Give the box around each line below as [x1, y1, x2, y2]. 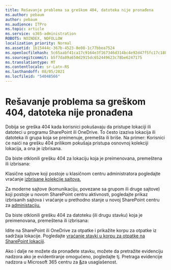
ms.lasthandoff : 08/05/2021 [5, 69, 65, 75]
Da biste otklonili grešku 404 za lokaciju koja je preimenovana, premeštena [5, 155, 162, 161]
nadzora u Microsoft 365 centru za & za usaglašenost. [5, 259, 118, 265]
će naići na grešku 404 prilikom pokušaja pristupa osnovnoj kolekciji [5, 140, 149, 146]
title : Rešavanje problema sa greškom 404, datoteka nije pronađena [5, 7, 154, 13]
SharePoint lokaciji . [5, 238, 46, 244]
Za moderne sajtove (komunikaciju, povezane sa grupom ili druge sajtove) [5, 186, 160, 192]
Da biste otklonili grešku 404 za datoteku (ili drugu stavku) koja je [5, 212, 143, 218]
